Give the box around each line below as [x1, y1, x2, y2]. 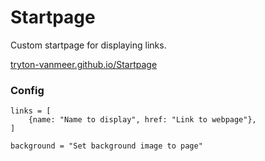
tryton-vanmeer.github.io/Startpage [10, 58, 158, 70]
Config [10, 83, 45, 97]
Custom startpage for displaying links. [10, 39, 167, 51]
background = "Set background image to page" [10, 141, 203, 151]
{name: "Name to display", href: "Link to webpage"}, [28, 115, 257, 125]
